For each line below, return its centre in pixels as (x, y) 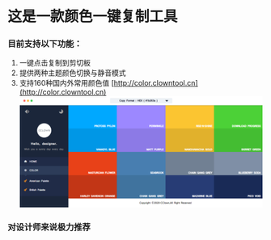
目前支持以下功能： (45, 44)
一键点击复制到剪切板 (55, 63)
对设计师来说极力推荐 (49, 227)
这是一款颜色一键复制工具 (93, 17)
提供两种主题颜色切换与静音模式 (72, 73)
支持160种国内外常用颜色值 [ (67, 83)
